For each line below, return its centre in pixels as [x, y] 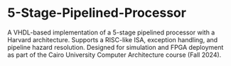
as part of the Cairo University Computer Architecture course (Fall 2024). [114, 55]
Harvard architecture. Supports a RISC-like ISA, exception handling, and [113, 39]
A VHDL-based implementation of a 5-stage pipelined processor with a [111, 32]
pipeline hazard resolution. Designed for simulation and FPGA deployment [116, 47]
